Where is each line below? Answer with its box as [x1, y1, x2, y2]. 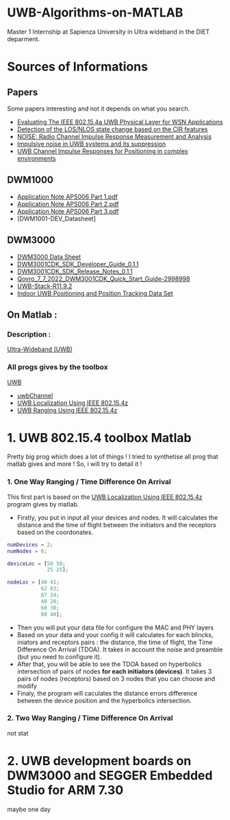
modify [16, 682, 38, 690]
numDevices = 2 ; [7, 541, 53, 548]
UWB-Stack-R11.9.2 [16, 282, 73, 290]
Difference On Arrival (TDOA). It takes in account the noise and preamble [16, 645, 223, 654]
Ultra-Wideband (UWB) [7, 345, 73, 353]
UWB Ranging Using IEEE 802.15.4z [16, 406, 118, 414]
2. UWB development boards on [7, 753, 192, 769]
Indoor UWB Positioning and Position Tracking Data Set [16, 289, 173, 297]
